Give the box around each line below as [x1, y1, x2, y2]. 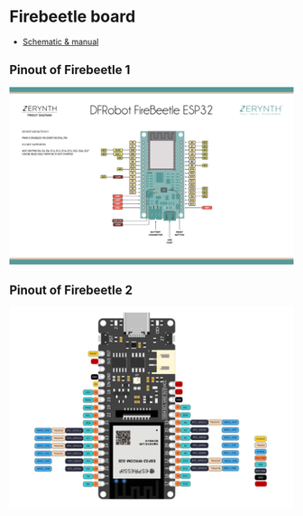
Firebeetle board [9, 6, 136, 27]
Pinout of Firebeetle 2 [9, 282, 133, 297]
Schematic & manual [22, 36, 99, 47]
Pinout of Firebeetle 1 [9, 62, 131, 78]
